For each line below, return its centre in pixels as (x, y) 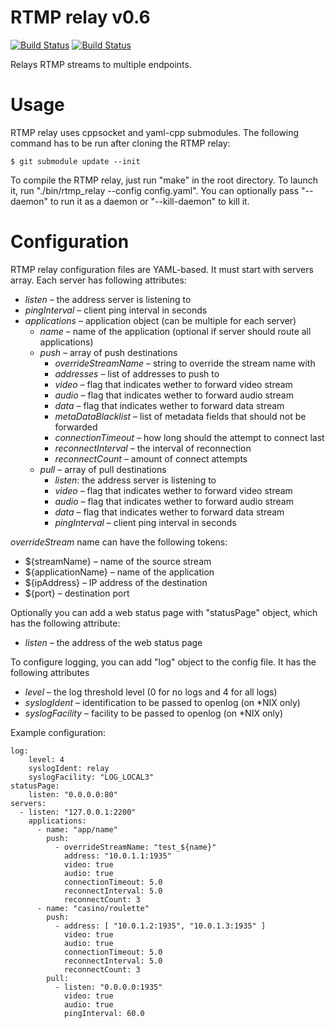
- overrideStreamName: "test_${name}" (135, 847)
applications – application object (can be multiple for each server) (160, 320)
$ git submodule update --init (75, 161)
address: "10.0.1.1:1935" (117, 856)
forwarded (76, 427)
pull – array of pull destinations (103, 469)
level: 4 (46, 759)
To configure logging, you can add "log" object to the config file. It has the (163, 662)
